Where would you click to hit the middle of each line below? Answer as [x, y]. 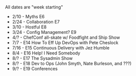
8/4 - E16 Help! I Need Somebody [46, 53]
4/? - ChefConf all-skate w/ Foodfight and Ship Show [66, 37]
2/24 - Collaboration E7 [36, 22]
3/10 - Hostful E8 [29, 27]
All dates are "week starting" [34, 7]
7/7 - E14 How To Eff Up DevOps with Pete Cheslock [65, 43]
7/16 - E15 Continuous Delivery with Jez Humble [61, 48]
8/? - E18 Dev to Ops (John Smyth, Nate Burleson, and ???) [72, 63]
